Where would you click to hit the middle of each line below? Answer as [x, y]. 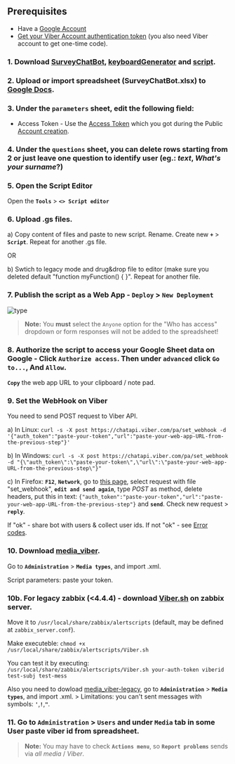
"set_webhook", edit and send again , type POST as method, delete [105, 489]
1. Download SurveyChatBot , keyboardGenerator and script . [112, 61]
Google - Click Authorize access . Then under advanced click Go [113, 358]
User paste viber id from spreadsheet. [73, 731]
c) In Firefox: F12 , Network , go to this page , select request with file [102, 482]
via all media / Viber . [54, 754]
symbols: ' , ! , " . [29, 703]
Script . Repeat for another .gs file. [57, 242]
